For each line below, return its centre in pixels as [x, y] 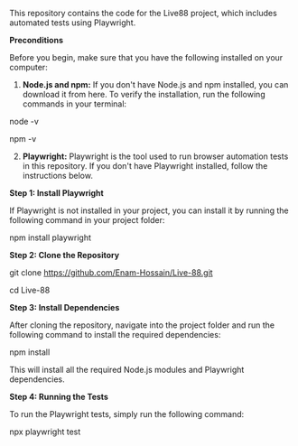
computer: [28, 67]
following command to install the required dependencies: [115, 334]
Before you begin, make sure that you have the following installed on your [146, 57]
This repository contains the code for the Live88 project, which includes [143, 13]
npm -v [23, 139]
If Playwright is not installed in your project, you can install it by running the [149, 210]
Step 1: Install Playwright [56, 193]
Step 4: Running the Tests [59, 397]
